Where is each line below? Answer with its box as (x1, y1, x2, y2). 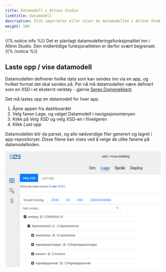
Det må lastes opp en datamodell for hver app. (5, 96, 100, 102)
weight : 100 (5, 24, 30, 29)
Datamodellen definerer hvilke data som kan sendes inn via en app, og (5, 76, 149, 82)
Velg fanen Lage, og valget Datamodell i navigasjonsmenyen (12, 111, 135, 117)
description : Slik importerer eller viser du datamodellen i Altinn (5, 18, 149, 23)
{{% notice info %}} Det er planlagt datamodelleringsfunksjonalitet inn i (5, 38, 150, 44)
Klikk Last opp (12, 121, 42, 127)
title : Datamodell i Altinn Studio (5, 8, 79, 13)
